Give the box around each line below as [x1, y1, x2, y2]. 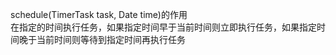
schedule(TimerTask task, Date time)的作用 [10, 9, 188, 20]
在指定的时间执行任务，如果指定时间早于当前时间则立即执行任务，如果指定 [10, 21, 317, 33]
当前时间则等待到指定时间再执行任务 [36, 34, 186, 45]
